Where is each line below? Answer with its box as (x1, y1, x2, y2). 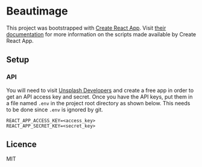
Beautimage (6, 4, 68, 18)
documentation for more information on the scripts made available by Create (6, 30, 197, 38)
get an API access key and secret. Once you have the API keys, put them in (6, 93, 193, 100)
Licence (6, 139, 37, 149)
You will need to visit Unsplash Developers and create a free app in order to (6, 87, 194, 94)
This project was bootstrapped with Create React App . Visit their (6, 24, 166, 31)
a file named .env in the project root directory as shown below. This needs (6, 99, 191, 106)
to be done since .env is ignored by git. (6, 106, 104, 113)
